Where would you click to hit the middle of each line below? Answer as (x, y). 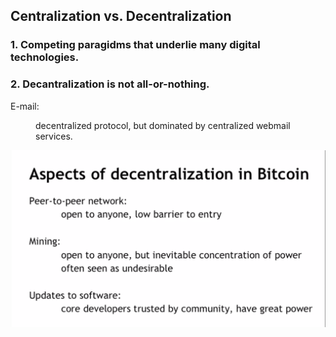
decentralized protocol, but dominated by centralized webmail (163, 125)
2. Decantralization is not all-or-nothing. (110, 84)
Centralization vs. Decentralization (121, 16)
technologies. (45, 57)
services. (54, 136)
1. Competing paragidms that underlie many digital (135, 45)
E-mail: (25, 106)
